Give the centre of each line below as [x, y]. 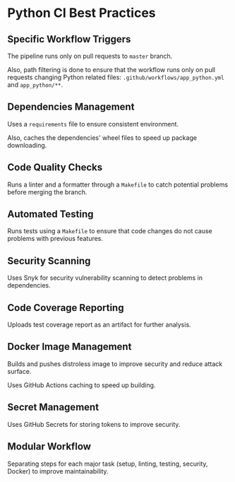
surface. [19, 371]
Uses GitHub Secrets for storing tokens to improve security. [94, 424]
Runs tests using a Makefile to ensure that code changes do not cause [110, 231]
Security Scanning [49, 260]
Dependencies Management [71, 107]
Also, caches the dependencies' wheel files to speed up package [102, 137]
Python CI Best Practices [82, 13]
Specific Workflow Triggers [69, 39]
